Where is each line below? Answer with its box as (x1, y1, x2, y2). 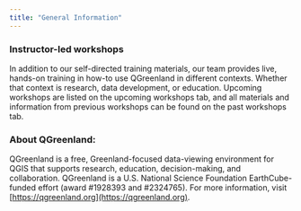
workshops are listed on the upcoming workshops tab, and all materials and (9, 92, 290, 102)
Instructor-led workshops (9, 42, 124, 55)
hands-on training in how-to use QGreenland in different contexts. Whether (9, 73, 288, 84)
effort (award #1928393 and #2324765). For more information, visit (37, 182, 288, 193)
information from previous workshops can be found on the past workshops (9, 101, 288, 112)
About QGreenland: (9, 133, 96, 145)
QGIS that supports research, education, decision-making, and (9, 163, 241, 174)
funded (9, 182, 37, 193)
